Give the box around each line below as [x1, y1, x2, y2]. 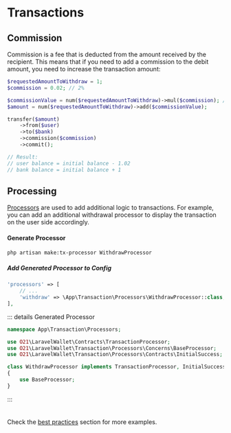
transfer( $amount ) [7, 115, 60, 123]
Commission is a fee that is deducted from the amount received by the [7, 50, 207, 58]
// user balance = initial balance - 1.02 [7, 160, 131, 167]
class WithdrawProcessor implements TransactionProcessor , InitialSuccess [7, 364, 226, 371]
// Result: [7, 153, 38, 161]
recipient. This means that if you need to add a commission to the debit [7, 58, 209, 66]
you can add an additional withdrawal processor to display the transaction [7, 211, 217, 219]
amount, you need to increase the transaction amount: [7, 65, 161, 73]
